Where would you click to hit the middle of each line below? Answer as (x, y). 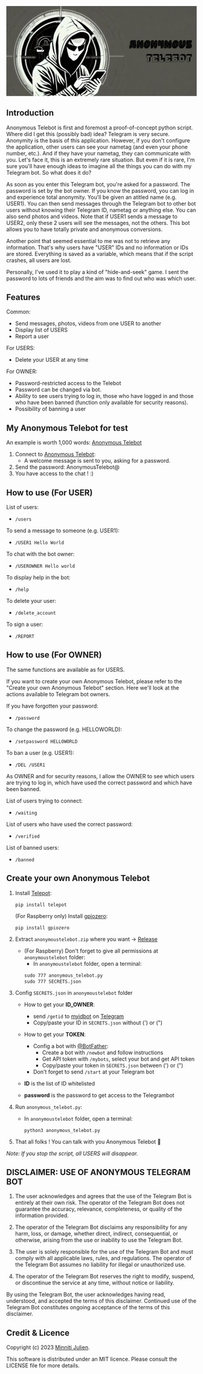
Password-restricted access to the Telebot (68, 383)
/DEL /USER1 (30, 765)
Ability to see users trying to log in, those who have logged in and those (104, 396)
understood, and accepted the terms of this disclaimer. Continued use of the (101, 1301)
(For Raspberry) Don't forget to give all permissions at (91, 951)
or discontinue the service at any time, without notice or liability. (95, 1283)
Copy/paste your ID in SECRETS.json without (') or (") (98, 1023)
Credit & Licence (38, 1333)
